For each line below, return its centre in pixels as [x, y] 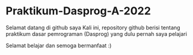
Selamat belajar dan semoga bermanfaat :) [59, 45]
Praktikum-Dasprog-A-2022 [78, 11]
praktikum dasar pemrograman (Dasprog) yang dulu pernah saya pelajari [97, 33]
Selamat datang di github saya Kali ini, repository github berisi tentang [93, 27]
